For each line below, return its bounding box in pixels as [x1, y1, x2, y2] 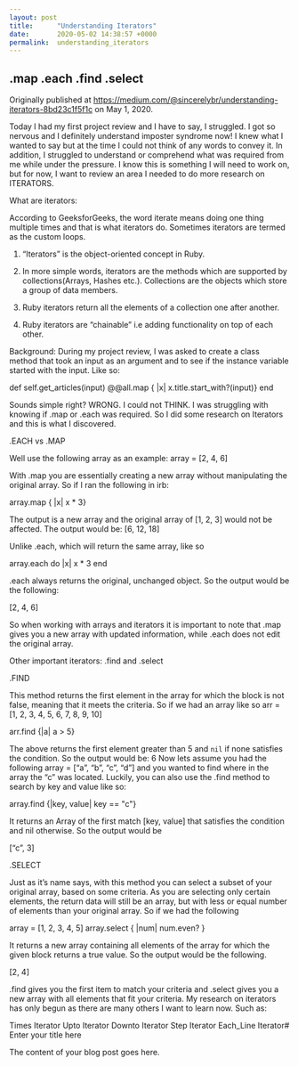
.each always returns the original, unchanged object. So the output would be [9, 575, 290, 586]
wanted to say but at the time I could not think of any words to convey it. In [9, 140, 283, 151]
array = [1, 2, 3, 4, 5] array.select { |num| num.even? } [9, 923, 205, 933]
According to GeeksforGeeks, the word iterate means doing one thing [9, 213, 264, 224]
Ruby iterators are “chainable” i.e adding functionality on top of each [21, 320, 274, 330]
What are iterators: [9, 195, 78, 206]
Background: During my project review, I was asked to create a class [9, 346, 260, 357]
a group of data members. [21, 285, 118, 296]
